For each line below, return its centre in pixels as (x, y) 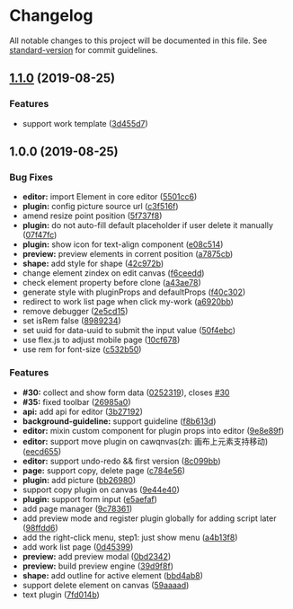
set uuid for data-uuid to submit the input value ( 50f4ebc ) (129, 331)
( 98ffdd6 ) (40, 527)
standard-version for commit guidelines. (84, 49)
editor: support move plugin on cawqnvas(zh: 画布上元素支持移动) (145, 441)
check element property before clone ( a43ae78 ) (112, 283)
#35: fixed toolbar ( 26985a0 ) (77, 402)
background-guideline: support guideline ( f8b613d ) (119, 421)
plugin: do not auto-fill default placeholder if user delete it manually (148, 225)
